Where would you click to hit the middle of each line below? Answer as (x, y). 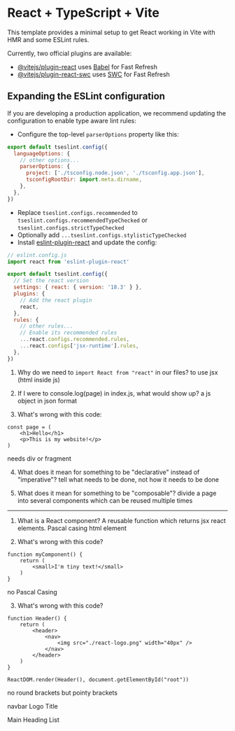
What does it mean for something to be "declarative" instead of (108, 472)
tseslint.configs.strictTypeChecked (71, 228)
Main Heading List (33, 720)
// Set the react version (51, 281)
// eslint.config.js (37, 255)
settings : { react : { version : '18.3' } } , (78, 287)
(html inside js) (39, 380)
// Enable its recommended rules (69, 333)
